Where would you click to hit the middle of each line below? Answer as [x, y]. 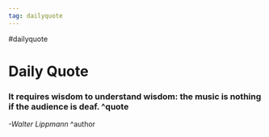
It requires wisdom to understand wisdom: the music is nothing [135, 96]
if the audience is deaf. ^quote [69, 106]
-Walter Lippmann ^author [52, 124]
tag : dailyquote [36, 16]
